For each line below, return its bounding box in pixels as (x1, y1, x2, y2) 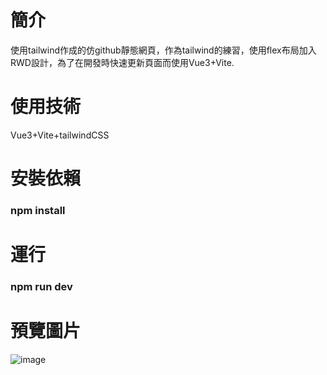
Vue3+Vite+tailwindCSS (10, 129, 110, 141)
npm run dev (10, 280, 73, 294)
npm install (10, 203, 66, 217)
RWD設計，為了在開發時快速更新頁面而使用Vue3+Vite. (10, 56, 235, 68)
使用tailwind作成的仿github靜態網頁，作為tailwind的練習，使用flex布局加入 (10, 44, 317, 56)
